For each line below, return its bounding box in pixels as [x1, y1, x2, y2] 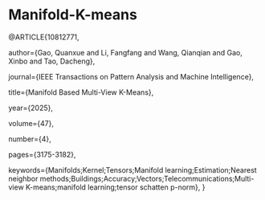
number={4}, [8, 134, 52, 144]
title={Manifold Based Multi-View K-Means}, [8, 87, 154, 97]
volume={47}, [8, 118, 55, 128]
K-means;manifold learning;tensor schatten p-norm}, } [25, 182, 206, 192]
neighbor [8, 173, 39, 183]
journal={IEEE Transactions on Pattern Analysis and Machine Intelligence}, [8, 71, 255, 81]
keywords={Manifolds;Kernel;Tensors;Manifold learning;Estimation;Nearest [8, 165, 257, 174]
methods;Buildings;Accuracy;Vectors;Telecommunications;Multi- [39, 173, 255, 183]
